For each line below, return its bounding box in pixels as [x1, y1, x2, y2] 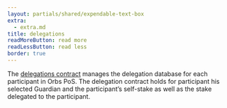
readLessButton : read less [7, 43, 87, 50]
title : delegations [7, 30, 65, 38]
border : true [7, 50, 46, 58]
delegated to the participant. [7, 92, 91, 100]
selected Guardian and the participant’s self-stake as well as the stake [7, 85, 212, 93]
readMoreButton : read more [7, 37, 87, 44]
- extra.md [13, 23, 46, 31]
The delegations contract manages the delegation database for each [7, 69, 208, 78]
